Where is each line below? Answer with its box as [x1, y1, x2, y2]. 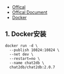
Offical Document [12, 9, 48, 15]
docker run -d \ [5, 43, 38, 48]
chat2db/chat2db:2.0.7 [9, 65, 55, 70]
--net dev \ [9, 51, 34, 57]
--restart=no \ [9, 56, 40, 61]
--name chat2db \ [9, 60, 45, 65]
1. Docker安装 [5, 30, 47, 38]
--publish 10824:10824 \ [9, 48, 60, 52]
